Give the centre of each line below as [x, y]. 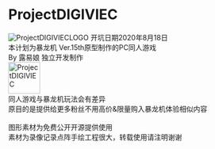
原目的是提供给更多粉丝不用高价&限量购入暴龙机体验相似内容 [108, 109]
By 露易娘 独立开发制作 [46, 57]
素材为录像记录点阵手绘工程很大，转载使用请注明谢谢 [95, 137]
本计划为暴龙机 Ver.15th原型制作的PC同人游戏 [83, 47]
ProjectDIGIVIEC [63, 15]
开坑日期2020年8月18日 [129, 37]
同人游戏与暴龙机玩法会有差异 [57, 99]
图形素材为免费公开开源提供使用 [60, 127]
